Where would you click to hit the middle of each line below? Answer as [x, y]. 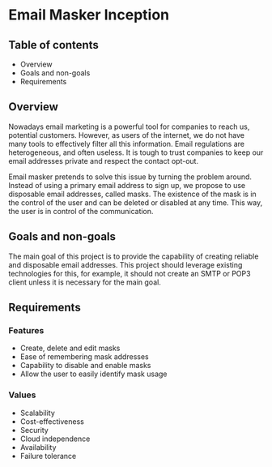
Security [34, 430]
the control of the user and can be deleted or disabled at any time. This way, [136, 202]
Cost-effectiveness [52, 421]
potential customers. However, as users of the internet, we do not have [127, 135]
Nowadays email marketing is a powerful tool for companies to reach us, [129, 126]
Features [26, 330]
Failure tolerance [48, 456]
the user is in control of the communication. [81, 211]
